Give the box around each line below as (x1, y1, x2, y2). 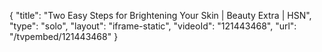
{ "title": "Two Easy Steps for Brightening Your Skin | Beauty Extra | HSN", (9, 10, 312, 21)
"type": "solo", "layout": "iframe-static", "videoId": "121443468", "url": (9, 20, 297, 32)
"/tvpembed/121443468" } (9, 31, 119, 42)
